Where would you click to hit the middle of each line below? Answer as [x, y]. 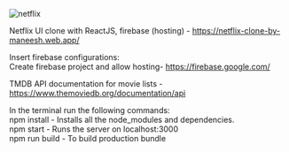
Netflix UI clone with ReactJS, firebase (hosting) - [100, 30]
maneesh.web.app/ [44, 40]
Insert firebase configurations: [64, 57]
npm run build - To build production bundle [88, 138]
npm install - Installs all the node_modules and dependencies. [122, 120]
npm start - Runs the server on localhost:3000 [94, 129]
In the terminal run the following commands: [90, 110]
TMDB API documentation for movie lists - [86, 84]
